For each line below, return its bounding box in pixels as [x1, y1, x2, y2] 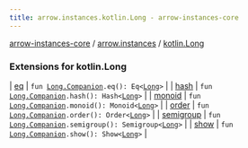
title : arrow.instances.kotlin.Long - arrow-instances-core [9, 13, 240, 22]
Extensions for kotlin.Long [9, 60, 128, 73]
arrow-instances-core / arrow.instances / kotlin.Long [9, 38, 205, 48]
